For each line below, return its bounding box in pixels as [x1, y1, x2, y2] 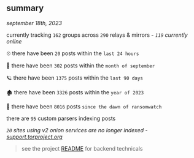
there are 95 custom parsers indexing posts [6, 115, 116, 122]
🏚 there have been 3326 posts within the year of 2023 [6, 88, 144, 96]
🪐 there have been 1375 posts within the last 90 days [6, 74, 143, 81]
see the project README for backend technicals [21, 145, 143, 152]
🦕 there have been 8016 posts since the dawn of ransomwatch [6, 102, 162, 110]
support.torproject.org [6, 133, 63, 140]
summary [6, 3, 44, 13]
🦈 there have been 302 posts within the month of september [6, 62, 155, 69]
